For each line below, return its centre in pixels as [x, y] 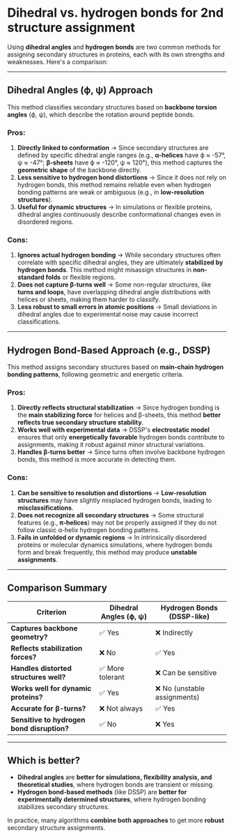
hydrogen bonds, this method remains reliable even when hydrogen [114, 185]
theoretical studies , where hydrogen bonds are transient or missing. [116, 785]
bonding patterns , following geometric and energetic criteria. [95, 375]
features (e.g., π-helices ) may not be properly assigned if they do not [117, 522]
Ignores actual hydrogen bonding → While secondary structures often [119, 255]
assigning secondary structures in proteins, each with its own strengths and [116, 54]
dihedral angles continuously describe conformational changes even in [119, 215]
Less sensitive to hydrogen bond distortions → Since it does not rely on [122, 177]
